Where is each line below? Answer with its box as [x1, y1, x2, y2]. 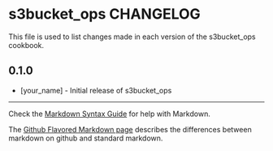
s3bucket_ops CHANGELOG [8, 5, 201, 24]
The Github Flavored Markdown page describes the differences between [8, 124, 252, 134]
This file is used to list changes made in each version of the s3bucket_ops [8, 32, 256, 41]
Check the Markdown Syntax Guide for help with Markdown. [8, 109, 211, 119]
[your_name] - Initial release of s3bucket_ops [19, 85, 172, 95]
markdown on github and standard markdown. [8, 133, 163, 143]
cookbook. [8, 40, 45, 50]
